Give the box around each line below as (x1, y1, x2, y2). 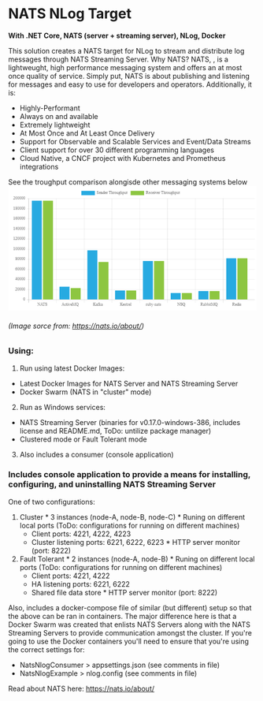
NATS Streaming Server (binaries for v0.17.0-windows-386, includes (19, 417, 241, 427)
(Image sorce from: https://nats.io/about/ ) (8, 321, 144, 330)
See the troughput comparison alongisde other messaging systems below (8, 177, 248, 186)
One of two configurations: (8, 497, 96, 506)
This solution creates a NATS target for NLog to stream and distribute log (8, 46, 245, 55)
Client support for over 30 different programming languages (19, 145, 215, 155)
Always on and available (19, 111, 98, 121)
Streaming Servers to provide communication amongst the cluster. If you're (8, 628, 252, 637)
